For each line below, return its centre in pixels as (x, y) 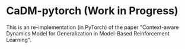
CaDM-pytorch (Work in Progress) (92, 11)
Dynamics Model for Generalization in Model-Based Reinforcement (88, 33)
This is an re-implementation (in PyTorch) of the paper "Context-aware (92, 27)
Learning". (19, 40)
